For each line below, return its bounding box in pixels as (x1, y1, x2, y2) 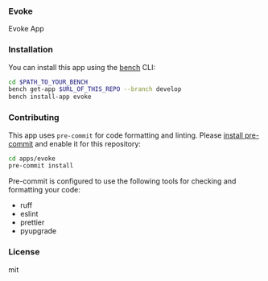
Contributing (8, 112, 60, 123)
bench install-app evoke (8, 93, 92, 101)
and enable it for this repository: (35, 138, 141, 148)
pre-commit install (8, 162, 74, 170)
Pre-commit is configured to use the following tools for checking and (8, 176, 237, 186)
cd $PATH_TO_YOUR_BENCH (8, 78, 89, 86)
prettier (19, 217, 45, 227)
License (8, 246, 40, 258)
